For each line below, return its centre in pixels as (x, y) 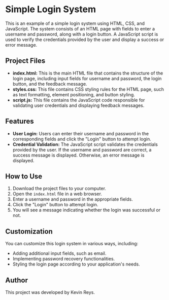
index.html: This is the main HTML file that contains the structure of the (88, 73)
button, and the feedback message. (50, 84)
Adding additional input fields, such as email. (59, 253)
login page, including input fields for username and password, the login (87, 78)
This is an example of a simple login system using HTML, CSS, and (75, 23)
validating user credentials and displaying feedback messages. (78, 105)
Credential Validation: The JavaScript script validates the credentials (85, 144)
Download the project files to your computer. (59, 189)
